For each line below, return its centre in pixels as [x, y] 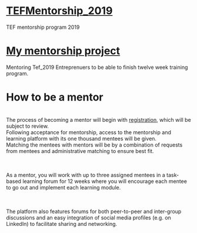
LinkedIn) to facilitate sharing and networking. [62, 224]
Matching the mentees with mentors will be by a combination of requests [94, 145]
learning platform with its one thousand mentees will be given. [81, 138]
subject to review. [27, 126]
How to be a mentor [55, 97]
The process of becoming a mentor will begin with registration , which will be [98, 119]
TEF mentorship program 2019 [43, 27]
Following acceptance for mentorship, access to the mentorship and [89, 132]
